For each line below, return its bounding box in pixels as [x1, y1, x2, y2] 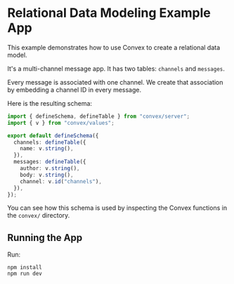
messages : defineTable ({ [13, 159, 86, 166]
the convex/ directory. [7, 211, 70, 220]
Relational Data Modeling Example [7, 5, 211, 21]
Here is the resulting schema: [7, 99, 93, 107]
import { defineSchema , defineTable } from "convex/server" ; [7, 113, 190, 120]
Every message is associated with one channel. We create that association [7, 78, 223, 86]
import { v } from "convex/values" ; [7, 119, 115, 126]
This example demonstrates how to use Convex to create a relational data [7, 43, 221, 51]
